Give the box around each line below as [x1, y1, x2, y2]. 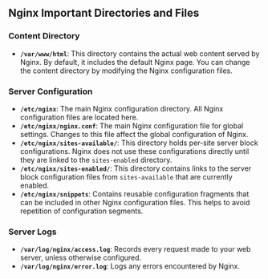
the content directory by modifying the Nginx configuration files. [19, 66, 233, 75]
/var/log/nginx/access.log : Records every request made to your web [19, 245, 251, 254]
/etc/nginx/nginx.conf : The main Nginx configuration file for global [19, 120, 244, 131]
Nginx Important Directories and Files [8, 6, 200, 20]
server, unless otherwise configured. [19, 253, 142, 263]
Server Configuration [8, 86, 93, 97]
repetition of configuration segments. [19, 206, 144, 216]
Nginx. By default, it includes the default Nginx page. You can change [19, 57, 250, 67]
